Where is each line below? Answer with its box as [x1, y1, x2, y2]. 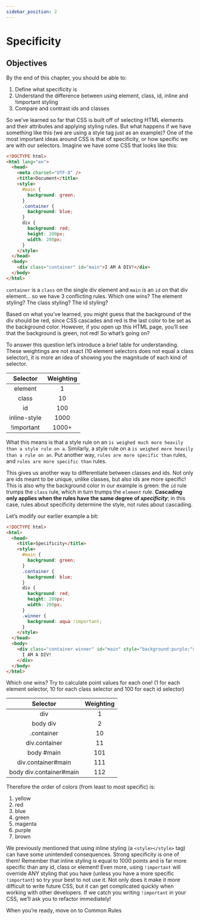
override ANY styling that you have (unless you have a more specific [6, 870, 174, 877]
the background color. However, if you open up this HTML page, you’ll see [6, 323, 189, 330]
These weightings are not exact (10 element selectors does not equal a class [6, 347, 194, 354]
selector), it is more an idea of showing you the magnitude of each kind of [6, 354, 187, 361]
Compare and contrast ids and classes [14, 105, 110, 112]
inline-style [9, 413, 42, 422]
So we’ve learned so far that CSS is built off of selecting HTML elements [6, 116, 183, 123]
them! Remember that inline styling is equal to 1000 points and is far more [6, 857, 187, 864]
